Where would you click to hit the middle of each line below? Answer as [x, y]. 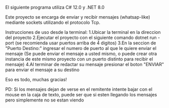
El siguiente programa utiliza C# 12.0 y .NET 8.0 [55, 7]
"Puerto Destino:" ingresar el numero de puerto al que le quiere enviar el [81, 48]
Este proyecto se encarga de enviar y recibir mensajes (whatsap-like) [78, 17]
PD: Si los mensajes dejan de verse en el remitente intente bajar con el [79, 89]
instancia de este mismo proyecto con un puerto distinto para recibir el [79, 59]
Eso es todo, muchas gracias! [36, 79]
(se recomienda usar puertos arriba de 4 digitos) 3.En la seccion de [86, 43]
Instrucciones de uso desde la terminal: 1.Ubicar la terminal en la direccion [83, 32]
